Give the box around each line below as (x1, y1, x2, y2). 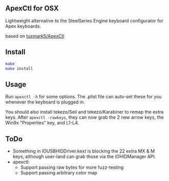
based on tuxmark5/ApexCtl (5, 33, 65, 39)
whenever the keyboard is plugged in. (5, 99, 86, 105)
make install (5, 66, 33, 71)
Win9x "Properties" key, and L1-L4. (5, 120, 79, 126)
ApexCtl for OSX (5, 4, 59, 13)
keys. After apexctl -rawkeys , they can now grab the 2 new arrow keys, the (5, 114, 164, 120)
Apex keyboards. (5, 23, 41, 29)
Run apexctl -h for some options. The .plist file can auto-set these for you (5, 94, 162, 100)
